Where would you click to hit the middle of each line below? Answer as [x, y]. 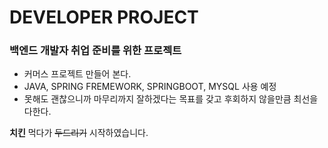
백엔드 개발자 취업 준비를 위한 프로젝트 [95, 51]
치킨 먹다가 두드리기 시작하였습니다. [79, 133]
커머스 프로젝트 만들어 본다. [77, 74]
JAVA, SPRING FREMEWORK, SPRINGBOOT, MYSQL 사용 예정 [150, 87]
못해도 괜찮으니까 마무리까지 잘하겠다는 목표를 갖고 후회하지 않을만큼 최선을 [171, 99]
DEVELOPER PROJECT [104, 17]
